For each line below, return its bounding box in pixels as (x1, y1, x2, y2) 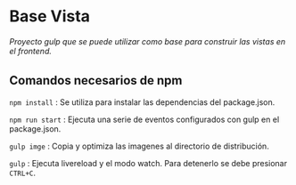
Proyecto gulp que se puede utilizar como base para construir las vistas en (9, 36, 286, 46)
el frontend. (9, 45, 52, 56)
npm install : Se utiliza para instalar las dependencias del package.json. (9, 96, 275, 108)
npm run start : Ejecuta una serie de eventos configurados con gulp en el (9, 114, 280, 125)
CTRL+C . (9, 167, 36, 178)
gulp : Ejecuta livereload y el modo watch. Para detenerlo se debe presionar (9, 157, 288, 168)
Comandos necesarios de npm (9, 73, 183, 88)
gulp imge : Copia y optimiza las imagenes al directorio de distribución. (9, 141, 269, 151)
